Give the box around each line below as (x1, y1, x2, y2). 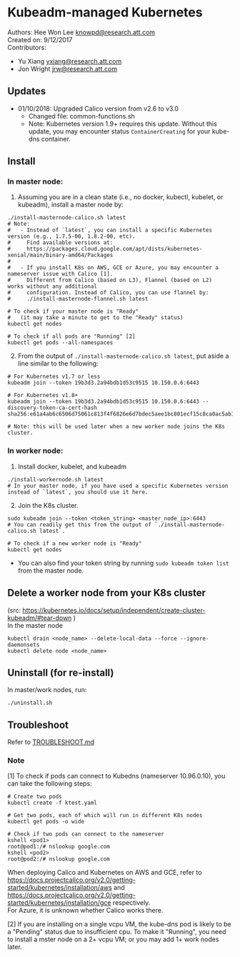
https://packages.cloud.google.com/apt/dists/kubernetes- (26, 246, 203, 253)
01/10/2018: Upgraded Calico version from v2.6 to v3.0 (17, 104, 179, 113)
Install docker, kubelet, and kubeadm (17, 462, 127, 471)
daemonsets (7, 641, 40, 648)
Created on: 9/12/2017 (7, 35, 73, 44)
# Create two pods (7, 793, 62, 801)
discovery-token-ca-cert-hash (7, 404, 98, 411)
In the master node (7, 621, 63, 629)
